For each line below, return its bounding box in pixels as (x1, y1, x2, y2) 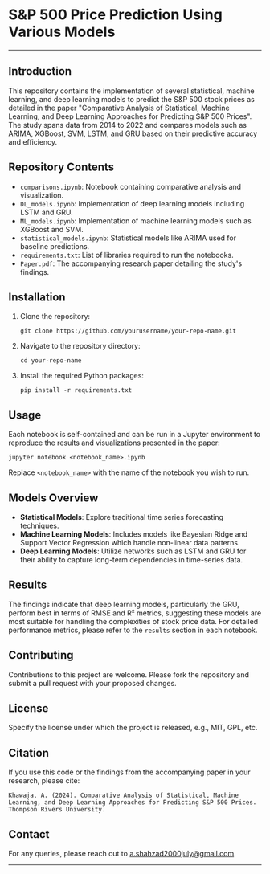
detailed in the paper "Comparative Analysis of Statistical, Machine (8, 103, 231, 112)
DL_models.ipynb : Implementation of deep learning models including (19, 198, 245, 208)
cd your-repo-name (19, 357, 82, 365)
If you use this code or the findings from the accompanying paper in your (8, 767, 251, 777)
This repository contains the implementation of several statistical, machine (8, 86, 255, 96)
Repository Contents (8, 161, 115, 174)
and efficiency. (8, 137, 58, 146)
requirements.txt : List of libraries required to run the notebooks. (19, 250, 235, 259)
